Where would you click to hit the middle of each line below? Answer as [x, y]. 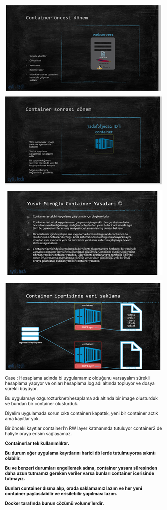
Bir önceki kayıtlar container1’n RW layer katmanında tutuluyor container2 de [83, 428]
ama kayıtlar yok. [23, 418]
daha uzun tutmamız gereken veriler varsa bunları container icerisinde [80, 473]
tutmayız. [15, 478]
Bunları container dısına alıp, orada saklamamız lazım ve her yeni [74, 488]
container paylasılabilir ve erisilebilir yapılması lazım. [61, 493]
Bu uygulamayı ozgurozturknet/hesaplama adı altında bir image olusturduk [82, 398]
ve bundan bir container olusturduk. [42, 403]
